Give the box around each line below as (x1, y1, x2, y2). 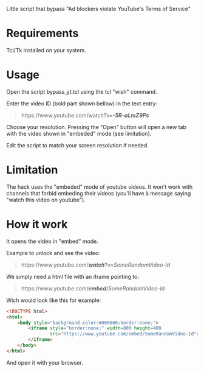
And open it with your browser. (6, 359, 83, 366)
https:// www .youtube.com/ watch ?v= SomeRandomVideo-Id (21, 261, 171, 268)
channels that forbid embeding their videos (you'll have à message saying (6, 189, 191, 197)
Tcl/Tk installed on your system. (6, 46, 86, 54)
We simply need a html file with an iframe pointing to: (6, 273, 140, 280)
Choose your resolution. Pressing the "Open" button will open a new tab (6, 123, 187, 130)
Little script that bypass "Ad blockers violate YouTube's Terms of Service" (6, 5, 191, 12)
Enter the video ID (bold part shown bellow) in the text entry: (6, 100, 158, 107)
